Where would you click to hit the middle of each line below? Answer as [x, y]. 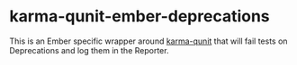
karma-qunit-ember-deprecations [139, 16]
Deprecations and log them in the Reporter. [89, 50]
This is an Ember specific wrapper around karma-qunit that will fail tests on [148, 41]
